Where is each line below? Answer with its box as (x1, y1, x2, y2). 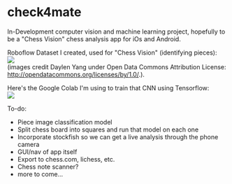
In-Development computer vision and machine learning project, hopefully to (7, 27, 226, 36)
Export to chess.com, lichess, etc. (17, 155, 115, 163)
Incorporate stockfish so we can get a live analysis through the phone (17, 132, 219, 141)
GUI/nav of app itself (17, 148, 78, 156)
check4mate (7, 4, 82, 20)
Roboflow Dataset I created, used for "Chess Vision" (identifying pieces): (7, 48, 217, 57)
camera (17, 140, 40, 148)
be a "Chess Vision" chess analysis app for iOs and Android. (7, 34, 182, 43)
